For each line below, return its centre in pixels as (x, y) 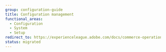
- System (19, 28)
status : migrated (23, 42)
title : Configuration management (40, 14)
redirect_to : (19, 38)
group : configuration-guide (34, 10)
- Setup (18, 33)
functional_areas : (24, 19)
